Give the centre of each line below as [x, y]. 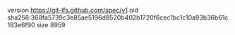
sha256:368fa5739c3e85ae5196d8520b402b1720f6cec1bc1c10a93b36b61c [118, 17]
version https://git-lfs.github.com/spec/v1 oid [73, 10]
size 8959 [51, 25]
